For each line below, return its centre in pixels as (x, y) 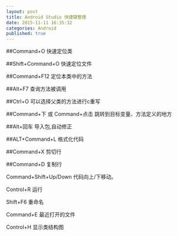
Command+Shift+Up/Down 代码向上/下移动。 (61, 177)
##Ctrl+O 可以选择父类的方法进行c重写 (53, 102)
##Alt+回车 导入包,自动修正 (39, 127)
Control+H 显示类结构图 (35, 227)
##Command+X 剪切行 (34, 152)
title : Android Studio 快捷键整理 (46, 17)
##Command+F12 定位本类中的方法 (49, 76)
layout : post (22, 12)
